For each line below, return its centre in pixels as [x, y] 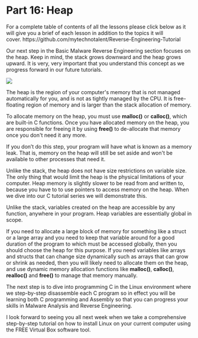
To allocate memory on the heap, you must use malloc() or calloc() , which [97, 116]
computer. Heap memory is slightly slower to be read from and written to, [95, 183]
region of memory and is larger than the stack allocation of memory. [109, 105]
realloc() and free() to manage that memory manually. [72, 275]
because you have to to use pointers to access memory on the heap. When [98, 189]
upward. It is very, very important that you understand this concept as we [95, 63]
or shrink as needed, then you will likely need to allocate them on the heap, [97, 263]
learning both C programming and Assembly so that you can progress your [97, 299]
